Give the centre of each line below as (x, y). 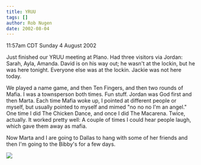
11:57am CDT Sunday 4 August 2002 (51, 46)
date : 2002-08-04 (28, 28)
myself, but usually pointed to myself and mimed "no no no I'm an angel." (97, 107)
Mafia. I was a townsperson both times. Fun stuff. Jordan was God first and (99, 94)
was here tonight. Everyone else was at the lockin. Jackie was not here (94, 70)
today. (14, 76)
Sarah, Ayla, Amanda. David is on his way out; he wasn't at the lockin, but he (101, 64)
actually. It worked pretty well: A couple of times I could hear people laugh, (99, 120)
